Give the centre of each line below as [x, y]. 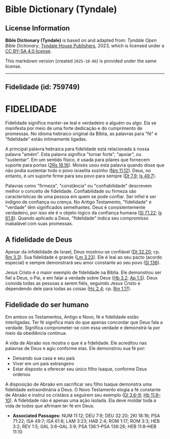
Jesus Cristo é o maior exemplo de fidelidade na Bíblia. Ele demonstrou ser [83, 272]
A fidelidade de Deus [39, 240]
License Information [37, 28]
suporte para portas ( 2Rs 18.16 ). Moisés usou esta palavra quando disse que [85, 165]
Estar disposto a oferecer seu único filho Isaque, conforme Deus [80, 369]
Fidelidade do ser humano [47, 305]
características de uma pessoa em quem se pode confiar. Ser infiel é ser [81, 197]
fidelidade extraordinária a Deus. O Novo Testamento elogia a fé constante [83, 389]
